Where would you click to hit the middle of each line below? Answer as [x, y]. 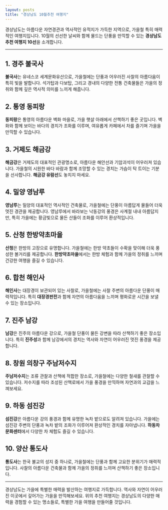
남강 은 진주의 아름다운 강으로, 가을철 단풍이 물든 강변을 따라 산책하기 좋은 [76, 333]
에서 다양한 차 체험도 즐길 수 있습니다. [58, 431]
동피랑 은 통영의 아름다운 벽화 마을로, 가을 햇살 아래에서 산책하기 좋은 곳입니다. [81, 119]
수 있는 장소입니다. [23, 303]
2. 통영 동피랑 [25, 106]
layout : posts [20, 10]
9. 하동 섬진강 [25, 406]
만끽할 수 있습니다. [23, 132]
